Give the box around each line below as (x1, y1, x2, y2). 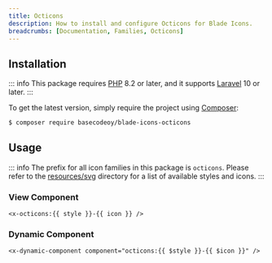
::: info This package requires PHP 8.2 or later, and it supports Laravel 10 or (8, 79, 261, 88)
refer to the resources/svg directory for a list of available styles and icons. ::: (8, 171, 265, 181)
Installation (8, 57, 67, 71)
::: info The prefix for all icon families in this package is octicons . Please (8, 162, 249, 172)
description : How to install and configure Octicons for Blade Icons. (8, 19, 253, 28)
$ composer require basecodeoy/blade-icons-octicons (8, 119, 191, 127)
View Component (8, 192, 79, 203)
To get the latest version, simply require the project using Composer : (8, 103, 239, 113)
